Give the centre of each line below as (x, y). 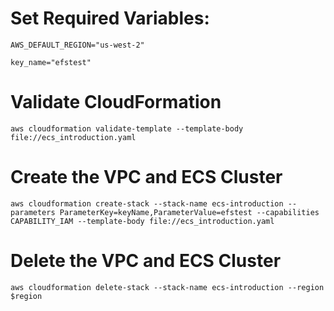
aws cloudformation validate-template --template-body (127, 128)
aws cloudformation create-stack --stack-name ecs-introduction (147, 203)
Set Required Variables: (110, 18)
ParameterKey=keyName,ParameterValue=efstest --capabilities (189, 212)
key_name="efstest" (51, 62)
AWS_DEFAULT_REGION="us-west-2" (77, 45)
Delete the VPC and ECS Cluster (146, 261)
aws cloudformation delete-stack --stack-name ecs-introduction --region (167, 287)
